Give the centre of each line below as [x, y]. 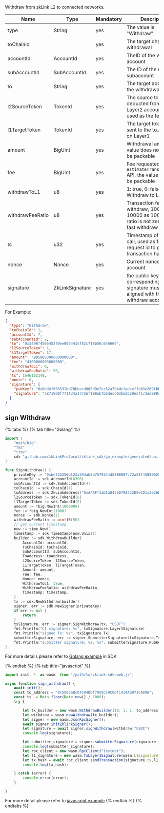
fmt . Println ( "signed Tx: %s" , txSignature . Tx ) [62, 633]
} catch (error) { [32, 773]
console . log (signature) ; [48, 733]
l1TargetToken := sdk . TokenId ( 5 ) [48, 502]
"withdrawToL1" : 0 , [29, 366]
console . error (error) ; [46, 778]
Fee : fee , [32, 574]
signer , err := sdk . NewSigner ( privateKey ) [58, 606]
